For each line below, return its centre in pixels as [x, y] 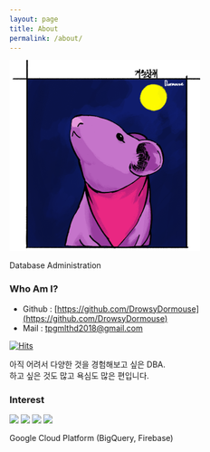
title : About [34, 29]
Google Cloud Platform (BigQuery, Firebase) [91, 438]
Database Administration [55, 265]
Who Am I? [34, 289]
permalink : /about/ [46, 38]
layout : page [34, 19]
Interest [27, 399]
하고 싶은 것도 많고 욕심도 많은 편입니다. [79, 375]
